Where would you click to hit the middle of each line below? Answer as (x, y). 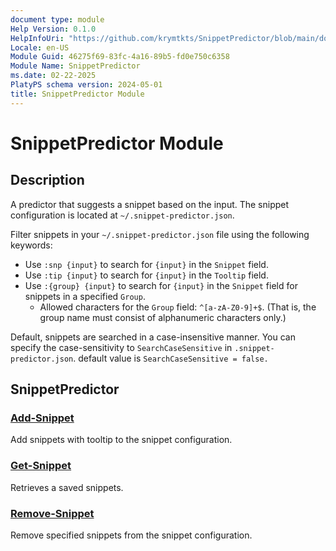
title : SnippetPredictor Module (77, 94)
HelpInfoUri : (37, 38)
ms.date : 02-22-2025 (53, 76)
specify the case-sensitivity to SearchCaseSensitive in (121, 347)
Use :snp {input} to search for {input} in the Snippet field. (146, 264)
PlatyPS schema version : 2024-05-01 (86, 85)
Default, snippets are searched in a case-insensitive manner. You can (153, 337)
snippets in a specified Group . (85, 296)
